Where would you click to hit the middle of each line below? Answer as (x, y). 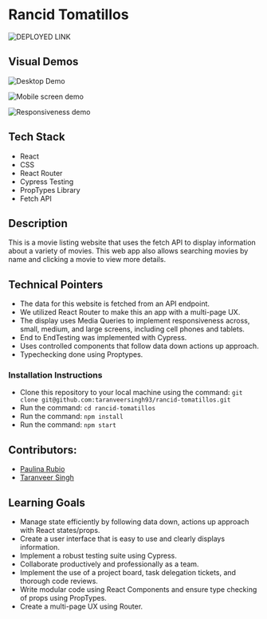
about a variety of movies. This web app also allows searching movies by (128, 251)
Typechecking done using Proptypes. (81, 355)
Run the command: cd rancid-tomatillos (88, 408)
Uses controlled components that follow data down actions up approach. (139, 346)
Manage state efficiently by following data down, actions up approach (134, 522)
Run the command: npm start (68, 425)
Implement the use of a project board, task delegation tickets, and (128, 573)
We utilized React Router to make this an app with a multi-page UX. (130, 312)
